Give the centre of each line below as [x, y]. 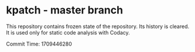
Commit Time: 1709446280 [39, 44]
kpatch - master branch [65, 10]
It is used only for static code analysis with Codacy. [68, 32]
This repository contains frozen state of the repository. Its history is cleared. [97, 26]
